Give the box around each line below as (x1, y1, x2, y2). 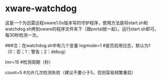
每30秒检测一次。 (5, 32, 41, 38)
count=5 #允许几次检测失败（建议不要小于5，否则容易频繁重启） (5, 69, 136, 75)
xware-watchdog (5, 3, 77, 14)
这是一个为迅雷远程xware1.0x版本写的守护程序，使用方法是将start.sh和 (5, 20, 148, 26)
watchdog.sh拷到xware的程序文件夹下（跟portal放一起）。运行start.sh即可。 (5, 26, 159, 32)
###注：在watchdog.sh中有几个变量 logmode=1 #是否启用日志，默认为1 (5, 42, 151, 48)
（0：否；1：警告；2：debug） (5, 49, 69, 54)
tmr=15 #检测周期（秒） (5, 59, 54, 65)
